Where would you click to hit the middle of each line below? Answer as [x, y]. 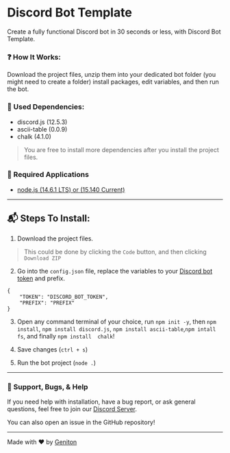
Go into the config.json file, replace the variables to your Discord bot [115, 271]
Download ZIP [42, 258]
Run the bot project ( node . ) [56, 363]
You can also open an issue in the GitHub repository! [81, 422]
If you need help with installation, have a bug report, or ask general [102, 402]
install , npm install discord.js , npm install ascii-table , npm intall [116, 329]
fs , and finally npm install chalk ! [66, 336]
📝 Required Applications [48, 175]
